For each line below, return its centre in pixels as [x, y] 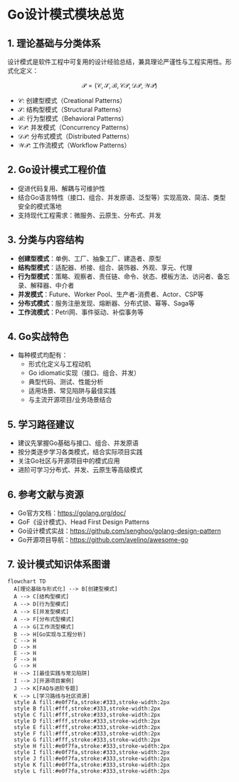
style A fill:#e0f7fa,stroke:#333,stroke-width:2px [92, 702]
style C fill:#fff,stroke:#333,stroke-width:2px [87, 715]
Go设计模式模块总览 [66, 15]
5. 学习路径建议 [41, 425]
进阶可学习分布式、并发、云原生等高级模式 [80, 470]
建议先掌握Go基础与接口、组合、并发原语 [78, 443]
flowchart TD [27, 581]
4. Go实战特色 [38, 337]
